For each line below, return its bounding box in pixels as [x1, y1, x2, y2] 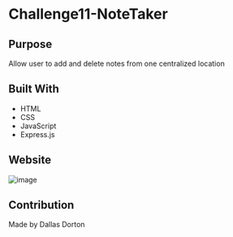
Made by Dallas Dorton [8, 220, 85, 230]
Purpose [8, 37, 53, 51]
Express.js [19, 129, 55, 139]
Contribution [8, 198, 75, 212]
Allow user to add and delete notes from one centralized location [8, 58, 225, 68]
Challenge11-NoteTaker [8, 5, 168, 24]
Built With [8, 82, 59, 96]
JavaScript [19, 121, 57, 131]
